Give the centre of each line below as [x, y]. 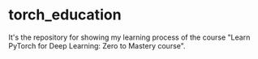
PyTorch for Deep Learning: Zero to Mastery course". [97, 45]
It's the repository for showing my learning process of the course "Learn [129, 37]
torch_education [65, 15]
